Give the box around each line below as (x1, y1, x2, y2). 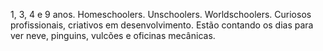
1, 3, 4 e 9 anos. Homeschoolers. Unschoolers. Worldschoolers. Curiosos (10, 9, 312, 20)
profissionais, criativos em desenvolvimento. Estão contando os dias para (10, 19, 314, 31)
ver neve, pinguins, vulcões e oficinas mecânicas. (10, 30, 216, 41)
